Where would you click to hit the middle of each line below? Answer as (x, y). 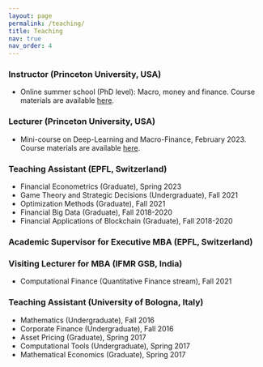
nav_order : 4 (30, 46)
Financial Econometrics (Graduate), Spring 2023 (101, 186)
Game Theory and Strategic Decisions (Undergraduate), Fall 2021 (129, 195)
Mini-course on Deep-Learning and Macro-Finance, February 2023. (133, 139)
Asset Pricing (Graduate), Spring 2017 (83, 337)
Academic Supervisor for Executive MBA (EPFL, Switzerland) (131, 241)
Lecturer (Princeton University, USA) (82, 122)
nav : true (25, 38)
